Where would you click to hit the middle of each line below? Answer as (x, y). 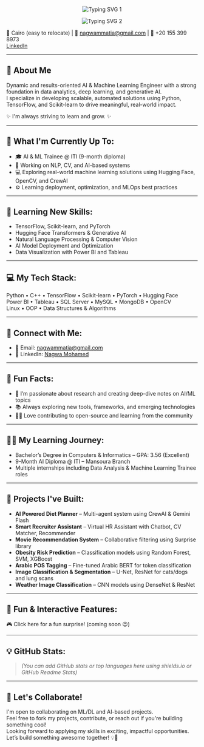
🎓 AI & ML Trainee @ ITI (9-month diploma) (70, 156)
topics (23, 400)
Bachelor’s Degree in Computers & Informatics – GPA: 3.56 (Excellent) (102, 455)
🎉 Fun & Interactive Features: (62, 609)
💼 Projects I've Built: (45, 499)
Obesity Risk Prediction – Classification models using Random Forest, (103, 552)
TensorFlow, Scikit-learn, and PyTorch (63, 226)
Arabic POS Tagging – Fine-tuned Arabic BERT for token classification (103, 565)
